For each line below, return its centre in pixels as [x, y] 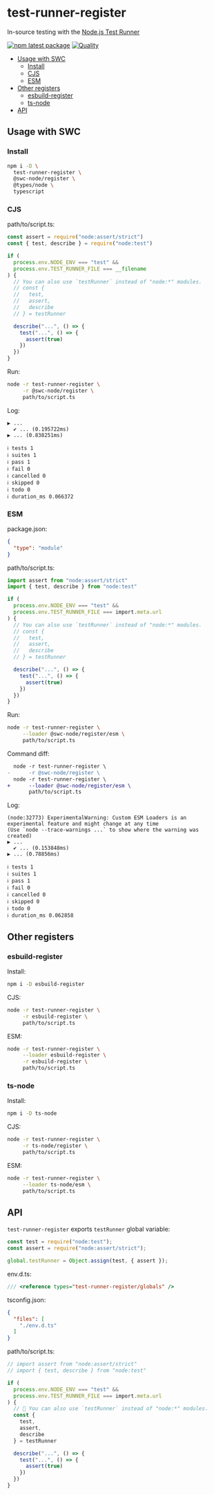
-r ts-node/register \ [55, 1146]
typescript [29, 192]
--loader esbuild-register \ [65, 1055]
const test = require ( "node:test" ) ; [60, 1242]
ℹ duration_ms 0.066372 [40, 496]
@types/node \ [33, 185]
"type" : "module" [38, 548]
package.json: [27, 529]
